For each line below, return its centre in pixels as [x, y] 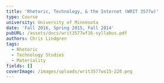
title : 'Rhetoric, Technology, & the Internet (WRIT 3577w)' [83, 11]
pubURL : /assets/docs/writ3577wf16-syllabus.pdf [67, 33]
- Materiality [29, 60]
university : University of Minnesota [52, 22]
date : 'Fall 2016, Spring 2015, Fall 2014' [60, 28]
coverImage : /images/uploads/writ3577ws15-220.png [69, 71]
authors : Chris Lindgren [36, 39]
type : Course [22, 17]
